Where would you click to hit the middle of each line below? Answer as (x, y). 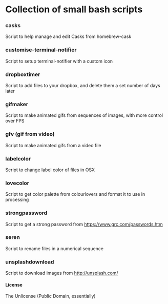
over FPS (15, 121)
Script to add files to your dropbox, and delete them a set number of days (83, 86)
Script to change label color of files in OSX (50, 170)
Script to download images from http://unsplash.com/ (62, 273)
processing (17, 200)
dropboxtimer (23, 74)
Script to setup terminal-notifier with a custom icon (59, 61)
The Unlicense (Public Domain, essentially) (50, 296)
